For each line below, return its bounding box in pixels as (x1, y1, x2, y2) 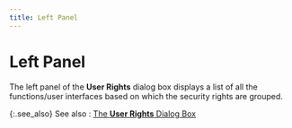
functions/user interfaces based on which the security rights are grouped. (9, 90, 283, 101)
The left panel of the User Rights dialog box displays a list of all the (9, 81, 258, 92)
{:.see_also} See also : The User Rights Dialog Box (9, 108, 196, 119)
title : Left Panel (9, 13, 78, 22)
